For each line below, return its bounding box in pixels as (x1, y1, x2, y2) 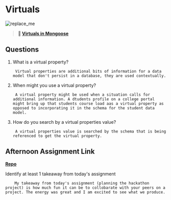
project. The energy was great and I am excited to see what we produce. (5, 189, 166, 195)
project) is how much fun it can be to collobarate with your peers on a (5, 185, 166, 190)
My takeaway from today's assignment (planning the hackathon (14, 181, 150, 186)
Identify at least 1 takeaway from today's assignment (5, 170, 116, 177)
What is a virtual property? (12, 59, 69, 65)
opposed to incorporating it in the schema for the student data (12, 105, 155, 110)
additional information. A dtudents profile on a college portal (12, 96, 155, 102)
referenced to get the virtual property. (12, 133, 102, 139)
